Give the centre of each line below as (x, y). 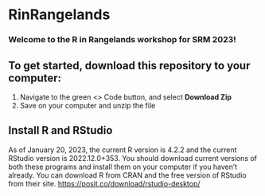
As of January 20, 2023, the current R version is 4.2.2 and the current (123, 150)
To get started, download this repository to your (129, 65)
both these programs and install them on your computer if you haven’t (123, 167)
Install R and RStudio (60, 130)
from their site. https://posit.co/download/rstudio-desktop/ (104, 183)
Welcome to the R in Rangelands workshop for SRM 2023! (122, 40)
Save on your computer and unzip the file (88, 105)
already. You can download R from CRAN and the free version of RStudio (127, 175)
